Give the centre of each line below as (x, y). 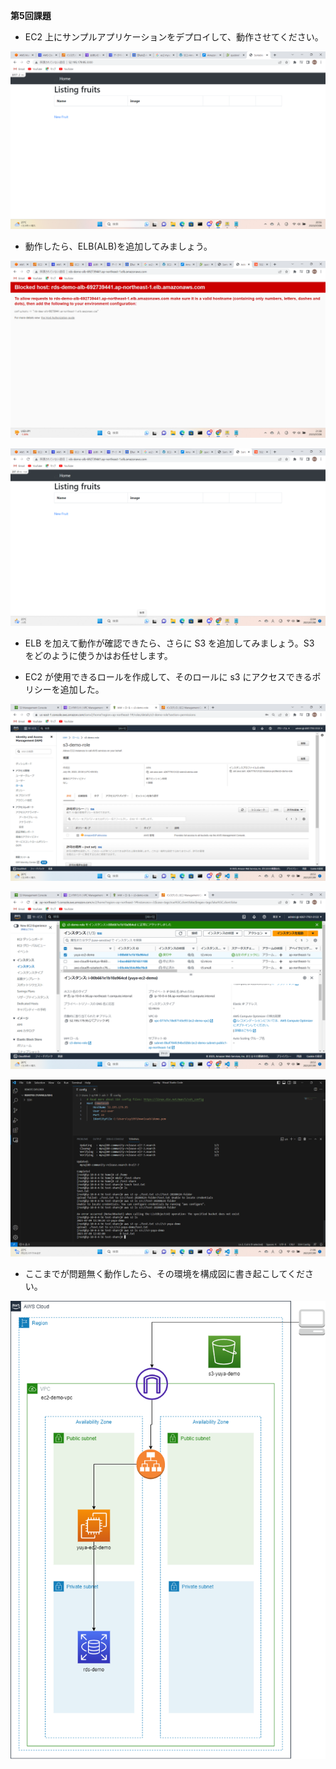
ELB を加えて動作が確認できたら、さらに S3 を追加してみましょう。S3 (169, 643)
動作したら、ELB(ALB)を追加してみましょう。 (118, 246)
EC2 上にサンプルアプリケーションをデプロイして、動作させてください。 (174, 37)
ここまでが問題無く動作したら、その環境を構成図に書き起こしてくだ (164, 1273)
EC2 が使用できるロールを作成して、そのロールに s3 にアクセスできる (168, 676)
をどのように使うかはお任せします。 (98, 655)
